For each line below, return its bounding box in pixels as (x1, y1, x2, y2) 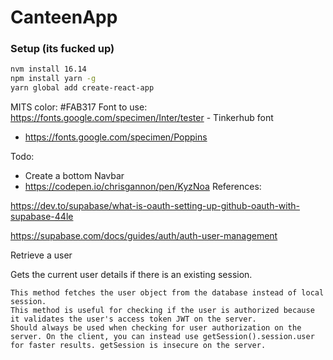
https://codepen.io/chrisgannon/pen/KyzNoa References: (24, 181, 262, 193)
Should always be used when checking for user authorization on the (10, 323, 302, 333)
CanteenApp (10, 6, 118, 29)
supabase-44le (10, 211, 74, 223)
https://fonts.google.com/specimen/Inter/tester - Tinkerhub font (10, 112, 274, 124)
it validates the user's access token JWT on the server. (10, 314, 257, 325)
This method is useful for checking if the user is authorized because (10, 306, 315, 316)
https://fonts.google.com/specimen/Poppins (24, 131, 208, 143)
